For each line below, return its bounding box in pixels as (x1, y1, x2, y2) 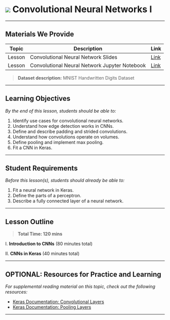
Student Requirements (5, 164, 78, 172)
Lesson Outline (5, 217, 54, 226)
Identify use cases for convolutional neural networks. (12, 118, 124, 124)
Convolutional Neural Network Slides (30, 53, 117, 60)
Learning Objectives (5, 94, 71, 103)
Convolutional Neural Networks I (12, 4, 152, 15)
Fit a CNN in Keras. (12, 145, 53, 151)
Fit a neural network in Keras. (12, 187, 74, 193)
